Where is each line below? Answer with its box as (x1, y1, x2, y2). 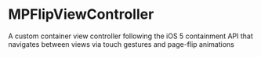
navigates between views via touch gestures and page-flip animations (8, 39, 235, 48)
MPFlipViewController (8, 5, 154, 23)
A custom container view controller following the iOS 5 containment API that (8, 31, 253, 41)
